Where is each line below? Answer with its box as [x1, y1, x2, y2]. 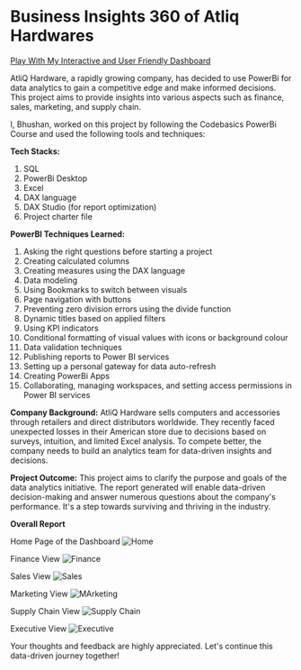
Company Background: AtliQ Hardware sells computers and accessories [10, 407, 281, 418]
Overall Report [10, 518, 66, 529]
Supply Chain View [10, 605, 81, 616]
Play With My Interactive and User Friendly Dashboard [10, 55, 211, 66]
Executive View [10, 623, 67, 634]
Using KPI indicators [22, 322, 99, 333]
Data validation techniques [22, 341, 122, 352]
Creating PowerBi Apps [22, 370, 111, 381]
